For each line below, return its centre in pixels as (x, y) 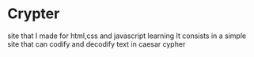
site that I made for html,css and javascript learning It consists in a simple (127, 36)
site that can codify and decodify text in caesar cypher (97, 44)
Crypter (34, 14)
